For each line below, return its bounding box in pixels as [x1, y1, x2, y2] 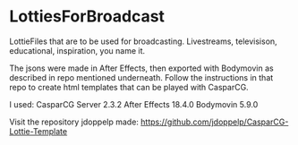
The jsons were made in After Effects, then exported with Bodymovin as [9, 63, 275, 73]
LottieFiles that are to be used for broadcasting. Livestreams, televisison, [9, 36, 277, 47]
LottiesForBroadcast [9, 6, 166, 27]
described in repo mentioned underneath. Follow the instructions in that [9, 72, 274, 82]
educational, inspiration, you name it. [9, 45, 146, 55]
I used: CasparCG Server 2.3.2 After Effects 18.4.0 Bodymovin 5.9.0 [9, 98, 259, 109]
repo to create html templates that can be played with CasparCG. [9, 81, 249, 92]
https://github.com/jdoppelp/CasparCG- [140, 116, 289, 127]
